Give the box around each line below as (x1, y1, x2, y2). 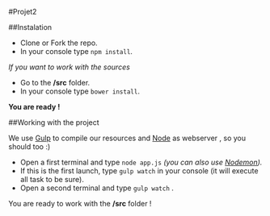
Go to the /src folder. (19, 78, 91, 87)
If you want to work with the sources (8, 62, 131, 72)
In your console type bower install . (19, 86, 140, 96)
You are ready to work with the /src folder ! (8, 199, 152, 208)
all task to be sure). (19, 175, 85, 184)
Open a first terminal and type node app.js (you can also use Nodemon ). (19, 157, 263, 167)
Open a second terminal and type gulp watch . (19, 183, 174, 193)
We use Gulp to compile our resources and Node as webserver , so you (8, 133, 247, 143)
